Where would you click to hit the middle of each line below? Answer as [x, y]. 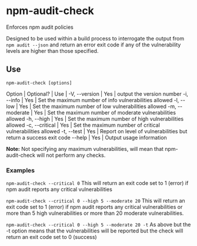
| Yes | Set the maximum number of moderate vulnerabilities [103, 112]
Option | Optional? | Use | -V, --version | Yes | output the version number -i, [97, 94]
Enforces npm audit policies [40, 27]
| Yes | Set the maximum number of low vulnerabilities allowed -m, [96, 106]
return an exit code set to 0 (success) [51, 237]
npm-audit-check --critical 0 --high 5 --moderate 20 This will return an [96, 201]
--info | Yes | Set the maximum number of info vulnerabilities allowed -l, [93, 100]
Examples [21, 170]
